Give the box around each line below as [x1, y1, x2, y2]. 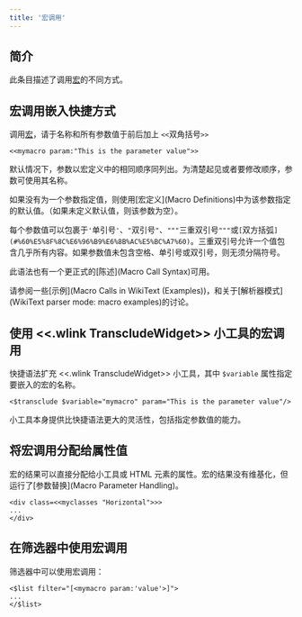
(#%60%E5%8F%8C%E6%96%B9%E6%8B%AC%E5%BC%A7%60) [9, 238, 191, 247]
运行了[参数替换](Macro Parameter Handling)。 [9, 479, 184, 491]
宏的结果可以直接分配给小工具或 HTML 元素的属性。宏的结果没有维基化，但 [9, 468, 289, 479]
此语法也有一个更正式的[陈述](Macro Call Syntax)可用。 [9, 267, 215, 277]
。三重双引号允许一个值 [190, 236, 278, 247]
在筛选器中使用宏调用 [9, 540, 128, 556]
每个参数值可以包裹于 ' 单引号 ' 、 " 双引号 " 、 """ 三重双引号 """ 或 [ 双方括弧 [9, 224, 274, 235]
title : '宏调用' [9, 13, 67, 23]
